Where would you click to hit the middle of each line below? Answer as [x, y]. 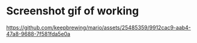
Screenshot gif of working [73, 11]
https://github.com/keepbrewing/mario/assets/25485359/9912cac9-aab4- [98, 27]
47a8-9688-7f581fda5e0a [38, 33]
